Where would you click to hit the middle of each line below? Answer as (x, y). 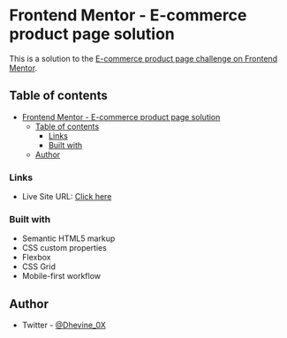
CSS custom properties (64, 248)
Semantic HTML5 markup (68, 238)
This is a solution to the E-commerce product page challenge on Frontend (143, 58)
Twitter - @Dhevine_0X (64, 325)
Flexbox (36, 258)
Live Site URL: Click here (67, 197)
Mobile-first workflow (61, 276)
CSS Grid (38, 267)
